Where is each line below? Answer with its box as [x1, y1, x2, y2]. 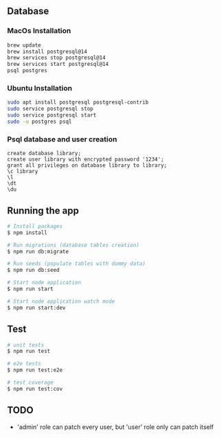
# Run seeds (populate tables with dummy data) [7, 260, 146, 267]
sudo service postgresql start [7, 112, 97, 119]
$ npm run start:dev [7, 304, 67, 311]
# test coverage [7, 379, 54, 387]
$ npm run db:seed [7, 267, 60, 274]
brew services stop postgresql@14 [7, 54, 106, 61]
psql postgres [7, 67, 48, 74]
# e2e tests [7, 360, 41, 367]
